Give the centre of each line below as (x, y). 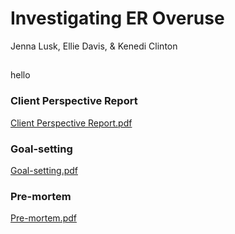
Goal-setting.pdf (44, 170)
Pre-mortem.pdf (43, 218)
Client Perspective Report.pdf (71, 123)
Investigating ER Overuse (117, 18)
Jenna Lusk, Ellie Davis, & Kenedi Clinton (94, 46)
